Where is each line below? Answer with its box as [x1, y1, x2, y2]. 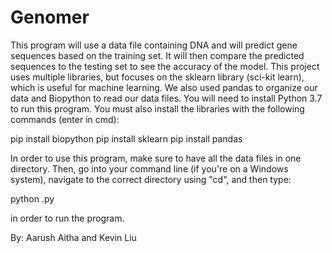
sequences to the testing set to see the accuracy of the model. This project [10, 60, 320, 72]
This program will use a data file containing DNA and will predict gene [10, 39, 298, 51]
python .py [10, 192, 55, 205]
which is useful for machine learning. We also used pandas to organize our [10, 81, 318, 93]
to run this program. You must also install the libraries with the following [10, 102, 305, 115]
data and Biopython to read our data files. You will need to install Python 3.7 [10, 92, 323, 104]
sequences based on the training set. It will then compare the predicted [10, 49, 305, 61]
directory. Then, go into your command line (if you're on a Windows [10, 162, 289, 175]
